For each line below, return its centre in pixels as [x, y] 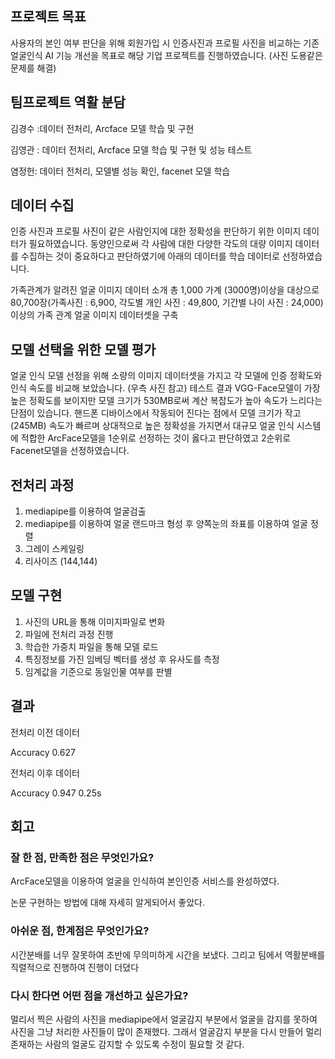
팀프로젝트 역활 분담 [68, 102]
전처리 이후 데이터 [45, 773]
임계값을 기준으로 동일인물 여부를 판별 [98, 671]
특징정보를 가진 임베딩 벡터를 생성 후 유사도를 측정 [122, 659]
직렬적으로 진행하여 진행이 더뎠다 [75, 967]
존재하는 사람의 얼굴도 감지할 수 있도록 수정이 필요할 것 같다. [127, 1044]
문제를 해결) [33, 68]
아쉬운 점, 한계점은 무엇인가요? [80, 931]
